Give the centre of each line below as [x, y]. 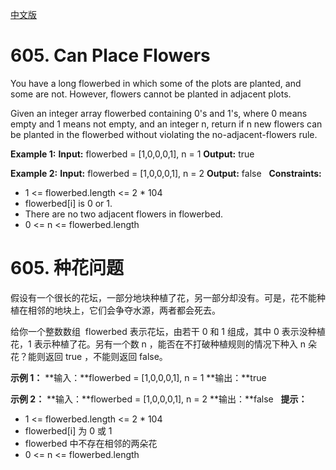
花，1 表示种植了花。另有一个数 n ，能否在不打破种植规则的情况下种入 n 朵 [163, 344]
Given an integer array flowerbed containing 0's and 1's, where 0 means [159, 113]
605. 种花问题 [67, 268]
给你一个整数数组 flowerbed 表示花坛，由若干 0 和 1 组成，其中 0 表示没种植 [168, 331]
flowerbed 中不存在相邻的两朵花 [91, 443]
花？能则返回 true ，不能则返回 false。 [89, 356]
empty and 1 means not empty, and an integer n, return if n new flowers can [166, 124]
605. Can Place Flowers [110, 55]
